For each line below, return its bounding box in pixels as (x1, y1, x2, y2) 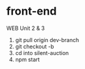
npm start (15, 56, 40, 63)
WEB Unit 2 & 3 (6, 24, 45, 32)
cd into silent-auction (15, 49, 69, 56)
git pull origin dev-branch (15, 36, 79, 43)
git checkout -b (15, 43, 54, 50)
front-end (6, 4, 57, 18)
